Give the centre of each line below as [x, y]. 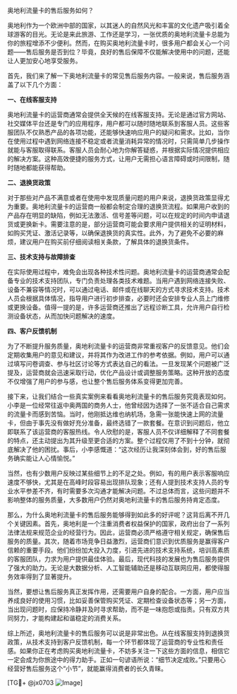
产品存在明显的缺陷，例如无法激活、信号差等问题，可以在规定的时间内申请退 [119, 215]
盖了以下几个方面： [35, 84]
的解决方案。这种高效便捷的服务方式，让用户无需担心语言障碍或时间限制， [115, 159]
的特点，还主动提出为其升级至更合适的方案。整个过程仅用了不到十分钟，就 [115, 441]
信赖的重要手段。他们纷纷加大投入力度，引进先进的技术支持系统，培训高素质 [119, 550]
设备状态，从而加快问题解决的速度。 [66, 316]
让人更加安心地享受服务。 [44, 61]
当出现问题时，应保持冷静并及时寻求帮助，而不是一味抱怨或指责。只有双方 [115, 609]
